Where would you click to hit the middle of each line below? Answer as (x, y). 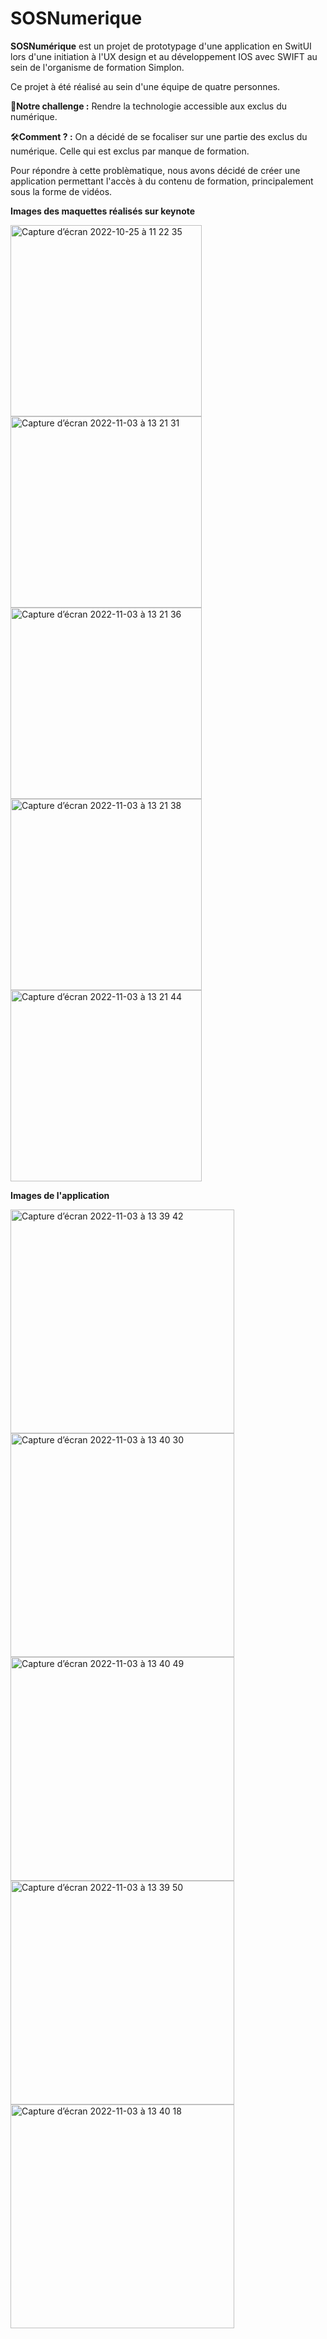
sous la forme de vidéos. (61, 191)
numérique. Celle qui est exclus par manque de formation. (130, 151)
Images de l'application (60, 1195)
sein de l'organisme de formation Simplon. (97, 67)
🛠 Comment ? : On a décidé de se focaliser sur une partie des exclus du (159, 136)
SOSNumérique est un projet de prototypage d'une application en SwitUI (161, 46)
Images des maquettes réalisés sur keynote (103, 211)
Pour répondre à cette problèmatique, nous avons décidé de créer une (155, 170)
